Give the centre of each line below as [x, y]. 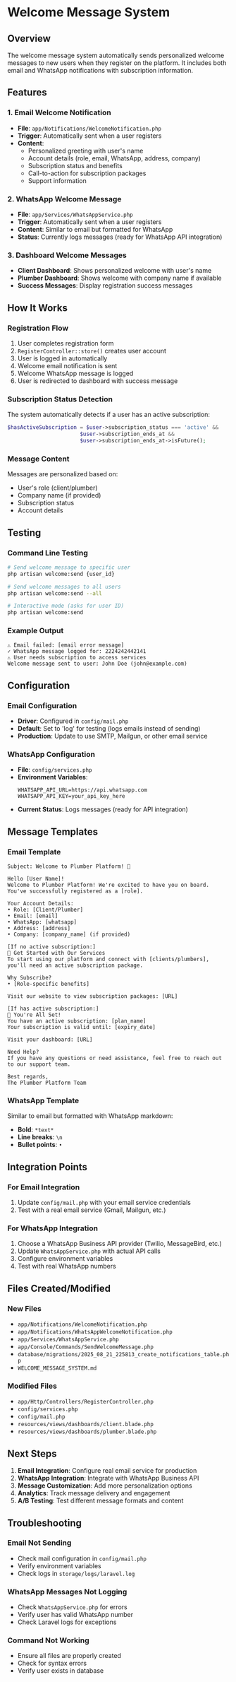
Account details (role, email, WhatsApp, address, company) [114, 158]
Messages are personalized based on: [63, 474]
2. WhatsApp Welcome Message [64, 199]
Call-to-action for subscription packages [87, 173]
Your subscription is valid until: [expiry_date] [82, 1028]
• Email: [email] [33, 916]
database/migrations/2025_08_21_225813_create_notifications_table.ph [123, 1355]
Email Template [34, 852]
